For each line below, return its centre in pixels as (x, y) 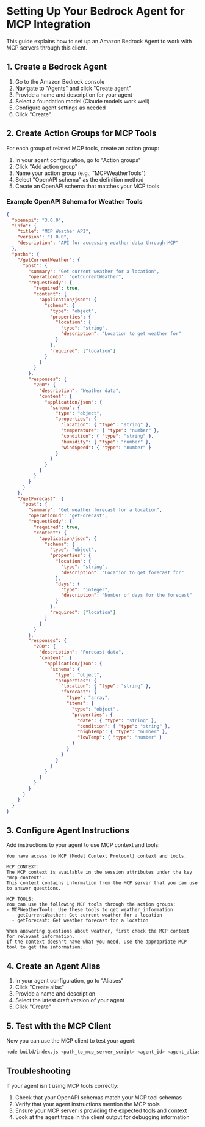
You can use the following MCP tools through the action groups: (91, 904)
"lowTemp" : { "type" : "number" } (120, 737)
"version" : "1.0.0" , (43, 237)
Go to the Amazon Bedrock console (60, 81)
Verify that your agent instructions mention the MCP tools (87, 1104)
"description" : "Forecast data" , (81, 652)
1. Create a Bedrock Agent (56, 67)
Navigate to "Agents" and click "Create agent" (73, 88)
